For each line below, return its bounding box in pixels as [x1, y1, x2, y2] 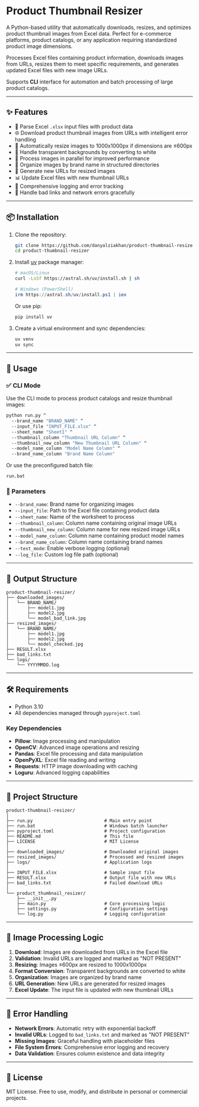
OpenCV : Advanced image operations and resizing [14, 744, 140, 751]
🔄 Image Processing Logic [6, 933, 104, 943]
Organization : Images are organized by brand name [14, 973, 142, 981]
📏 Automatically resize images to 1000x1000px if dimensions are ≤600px [14, 142, 192, 149]
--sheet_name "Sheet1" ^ [11, 429, 73, 435]
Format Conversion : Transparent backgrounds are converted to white [14, 967, 186, 974]
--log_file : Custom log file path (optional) [14, 551, 118, 558]
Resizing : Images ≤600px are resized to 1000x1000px [14, 961, 147, 968]
